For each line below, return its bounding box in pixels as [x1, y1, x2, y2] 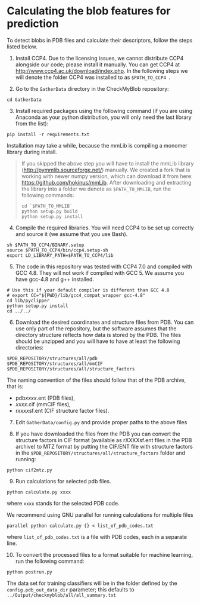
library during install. [7, 148, 57, 155]
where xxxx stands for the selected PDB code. [7, 499, 120, 507]
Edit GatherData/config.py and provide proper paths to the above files [15, 418, 187, 425]
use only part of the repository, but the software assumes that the [15, 324, 177, 332]
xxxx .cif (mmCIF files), [15, 400, 71, 407]
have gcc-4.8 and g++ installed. [15, 275, 95, 283]
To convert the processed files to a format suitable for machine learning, [15, 551, 193, 558]
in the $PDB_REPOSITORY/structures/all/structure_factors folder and [15, 449, 186, 456]
